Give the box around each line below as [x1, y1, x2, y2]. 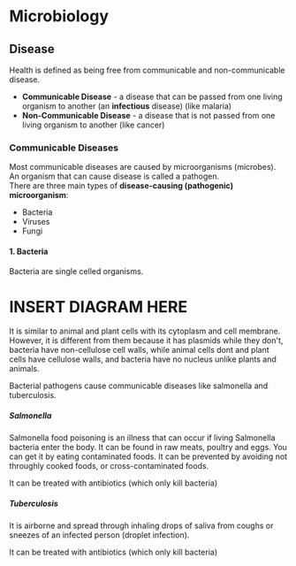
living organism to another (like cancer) [21, 119, 165, 130]
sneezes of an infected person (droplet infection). [9, 530, 190, 540]
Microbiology [9, 6, 109, 27]
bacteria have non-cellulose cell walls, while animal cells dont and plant [9, 345, 269, 356]
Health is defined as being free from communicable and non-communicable [9, 65, 285, 75]
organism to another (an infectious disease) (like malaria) [21, 101, 232, 111]
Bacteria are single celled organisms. [9, 265, 144, 276]
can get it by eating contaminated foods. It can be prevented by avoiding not [9, 451, 288, 462]
